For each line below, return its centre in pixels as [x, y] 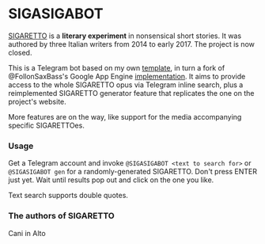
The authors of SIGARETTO [61, 216]
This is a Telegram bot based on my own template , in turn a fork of [117, 67]
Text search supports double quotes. [68, 196]
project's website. [38, 101]
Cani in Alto [27, 233]
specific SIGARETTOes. [46, 125]
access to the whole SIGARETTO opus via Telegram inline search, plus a [126, 85]
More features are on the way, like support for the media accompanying [125, 116]
